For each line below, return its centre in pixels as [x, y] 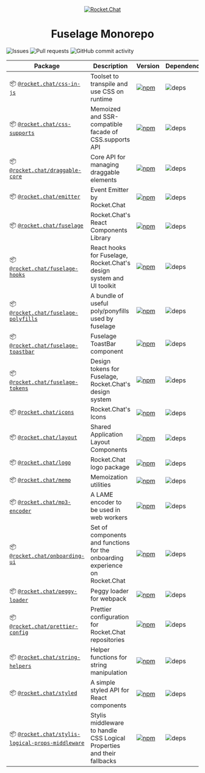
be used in [106, 510]
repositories [108, 639]
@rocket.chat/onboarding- [47, 556]
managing [105, 165]
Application [107, 434]
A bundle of [107, 296]
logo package [110, 467]
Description [110, 66]
